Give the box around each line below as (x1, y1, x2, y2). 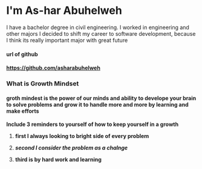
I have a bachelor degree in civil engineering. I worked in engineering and (6, 24, 189, 31)
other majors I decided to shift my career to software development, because (6, 30, 196, 37)
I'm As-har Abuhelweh (6, 4, 122, 18)
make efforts (6, 107, 39, 114)
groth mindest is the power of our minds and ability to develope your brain (6, 94, 197, 102)
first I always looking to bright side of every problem (15, 133, 149, 140)
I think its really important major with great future (6, 36, 128, 44)
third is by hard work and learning (15, 156, 102, 164)
